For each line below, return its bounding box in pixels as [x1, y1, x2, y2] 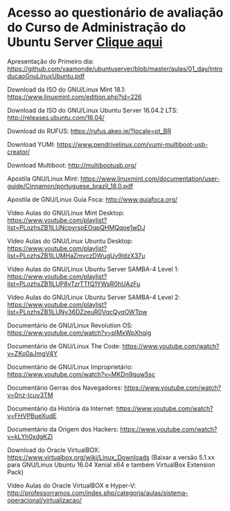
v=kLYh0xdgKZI [7, 432, 53, 440]
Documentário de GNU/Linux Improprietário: [7, 362, 134, 371]
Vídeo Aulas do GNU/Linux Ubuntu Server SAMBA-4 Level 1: [7, 265, 179, 273]
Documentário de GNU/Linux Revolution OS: [7, 321, 133, 330]
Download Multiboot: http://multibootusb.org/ [7, 161, 137, 169]
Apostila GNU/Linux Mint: [7, 174, 80, 183]
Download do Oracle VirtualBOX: [7, 445, 100, 454]
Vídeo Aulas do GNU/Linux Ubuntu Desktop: [7, 237, 133, 245]
